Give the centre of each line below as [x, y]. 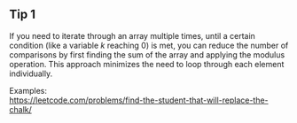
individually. [31, 73]
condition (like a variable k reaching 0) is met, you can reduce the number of [149, 45]
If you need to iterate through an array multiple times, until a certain [132, 35]
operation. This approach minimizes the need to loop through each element [147, 64]
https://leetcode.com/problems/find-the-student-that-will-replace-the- [139, 100]
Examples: [28, 90]
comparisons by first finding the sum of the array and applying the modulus [147, 54]
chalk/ [21, 109]
